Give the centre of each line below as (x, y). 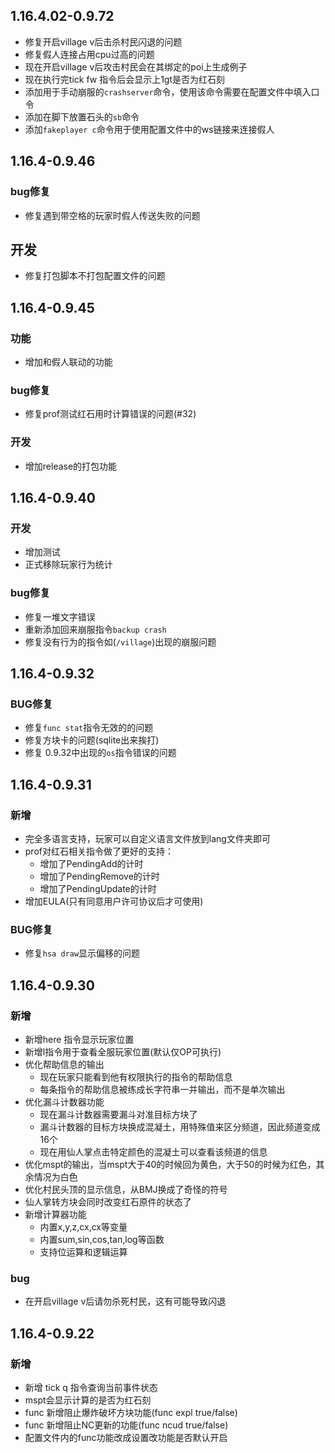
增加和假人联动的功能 (68, 362)
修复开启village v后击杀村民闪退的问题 (103, 41)
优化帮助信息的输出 (64, 1064)
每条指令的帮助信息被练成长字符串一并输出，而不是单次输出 (162, 1089)
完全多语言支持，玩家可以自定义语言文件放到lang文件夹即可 (147, 838)
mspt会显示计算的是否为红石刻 (88, 1400)
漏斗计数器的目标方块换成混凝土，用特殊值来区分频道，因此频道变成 (180, 1126)
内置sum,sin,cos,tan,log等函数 (102, 1239)
